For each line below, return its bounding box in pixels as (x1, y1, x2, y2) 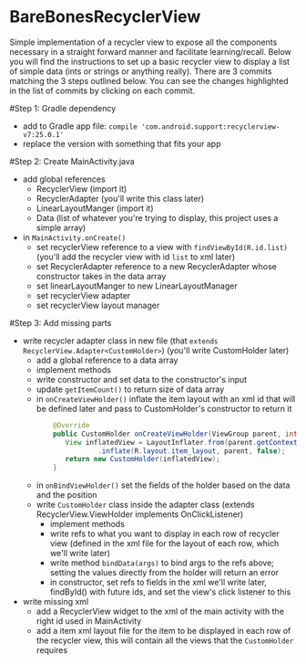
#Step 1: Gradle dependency (9, 102, 117, 113)
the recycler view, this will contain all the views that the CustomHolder (36, 635, 294, 646)
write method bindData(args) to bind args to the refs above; (49, 557, 275, 568)
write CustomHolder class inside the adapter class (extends (36, 500, 255, 511)
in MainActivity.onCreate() (22, 231, 127, 243)
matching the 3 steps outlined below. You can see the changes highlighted (9, 75, 289, 86)
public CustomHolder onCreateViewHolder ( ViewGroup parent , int (53, 429, 298, 438)
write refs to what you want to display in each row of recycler (49, 528, 280, 540)
